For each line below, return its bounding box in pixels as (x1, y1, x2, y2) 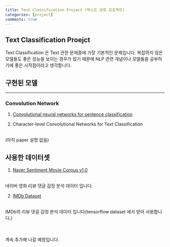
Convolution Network (5, 100, 59, 107)
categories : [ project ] (5, 12, 53, 17)
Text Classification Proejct (5, 35, 91, 44)
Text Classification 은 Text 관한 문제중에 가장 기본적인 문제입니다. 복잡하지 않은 (5, 50, 163, 56)
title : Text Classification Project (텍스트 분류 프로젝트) (5, 7, 125, 13)
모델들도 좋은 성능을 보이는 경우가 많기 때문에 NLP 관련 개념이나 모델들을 (5, 56, 149, 62)
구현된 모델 (5, 78, 38, 87)
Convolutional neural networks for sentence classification (12, 111, 133, 117)
